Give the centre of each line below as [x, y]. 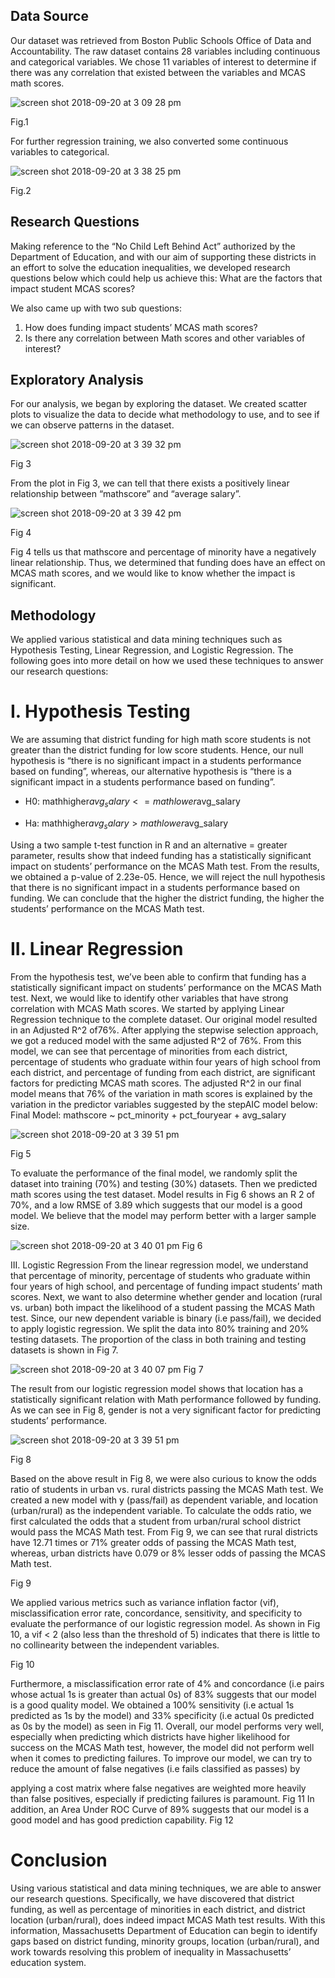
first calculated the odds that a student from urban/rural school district [155, 1521]
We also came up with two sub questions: [96, 308]
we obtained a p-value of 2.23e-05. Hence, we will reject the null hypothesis [168, 876]
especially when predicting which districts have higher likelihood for [150, 1736]
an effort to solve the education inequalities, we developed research [150, 267]
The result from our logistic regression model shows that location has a [157, 1388]
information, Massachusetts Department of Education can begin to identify [164, 1930]
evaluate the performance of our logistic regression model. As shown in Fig [165, 1623]
